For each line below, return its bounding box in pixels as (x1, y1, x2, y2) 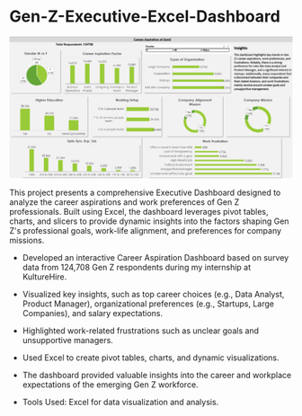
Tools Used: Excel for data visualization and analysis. (22, 397, 219, 408)
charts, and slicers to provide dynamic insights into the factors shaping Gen (9, 216, 289, 226)
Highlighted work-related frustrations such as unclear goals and (22, 325, 259, 336)
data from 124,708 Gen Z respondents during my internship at (22, 262, 252, 273)
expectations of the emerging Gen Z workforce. (22, 379, 200, 390)
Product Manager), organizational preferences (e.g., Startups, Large (22, 298, 274, 309)
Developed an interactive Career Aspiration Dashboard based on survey (22, 252, 289, 263)
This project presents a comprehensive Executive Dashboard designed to (9, 187, 281, 199)
